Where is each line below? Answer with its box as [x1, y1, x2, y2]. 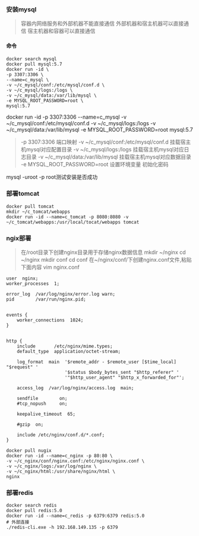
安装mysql [6, 5, 37, 13]
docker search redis [6, 503, 58, 509]
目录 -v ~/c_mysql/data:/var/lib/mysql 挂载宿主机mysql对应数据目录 [26, 153, 191, 160]
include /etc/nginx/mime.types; [17, 343, 113, 349]
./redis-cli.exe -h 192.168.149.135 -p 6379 [6, 525, 118, 531]
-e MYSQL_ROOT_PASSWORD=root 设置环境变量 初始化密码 [20, 160, 169, 168]
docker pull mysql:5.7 [6, 61, 62, 67]
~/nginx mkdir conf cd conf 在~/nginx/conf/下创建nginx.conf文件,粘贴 [20, 256, 192, 264]
